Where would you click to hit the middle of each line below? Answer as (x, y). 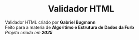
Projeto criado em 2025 (29, 32)
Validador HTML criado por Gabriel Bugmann (50, 22)
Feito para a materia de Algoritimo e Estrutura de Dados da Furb (69, 27)
